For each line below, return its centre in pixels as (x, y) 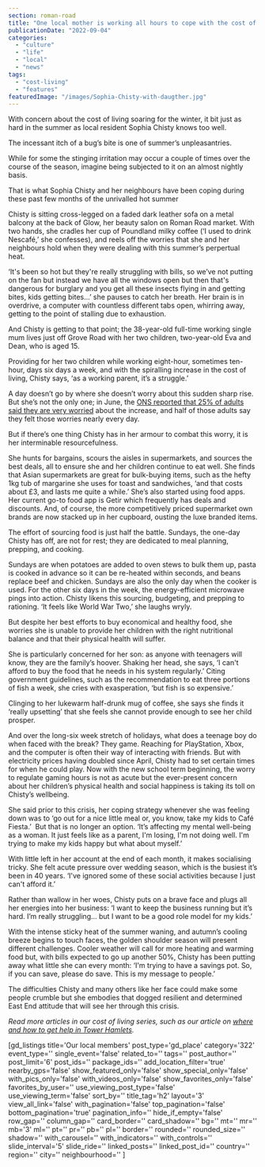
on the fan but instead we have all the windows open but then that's (119, 280)
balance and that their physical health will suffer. (87, 639)
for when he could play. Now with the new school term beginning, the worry (132, 769)
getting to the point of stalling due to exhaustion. (87, 314)
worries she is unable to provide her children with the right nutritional (121, 630)
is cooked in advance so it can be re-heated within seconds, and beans (125, 573)
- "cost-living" (42, 82)
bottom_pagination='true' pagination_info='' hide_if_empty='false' (115, 1113)
